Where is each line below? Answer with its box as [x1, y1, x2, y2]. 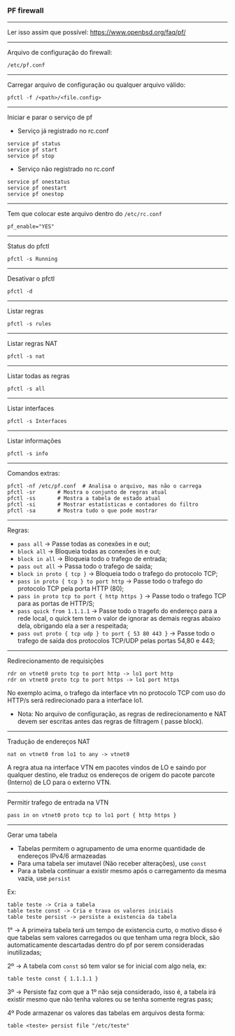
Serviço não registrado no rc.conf [17, 165, 115, 173]
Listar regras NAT [7, 339, 58, 348]
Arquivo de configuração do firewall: [7, 48, 113, 57]
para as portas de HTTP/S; [17, 599, 95, 608]
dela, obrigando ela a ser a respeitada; [17, 621, 129, 630]
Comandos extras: [7, 469, 61, 478]
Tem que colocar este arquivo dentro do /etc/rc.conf [7, 210, 162, 218]
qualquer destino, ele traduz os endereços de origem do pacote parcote [7, 771, 215, 779]
